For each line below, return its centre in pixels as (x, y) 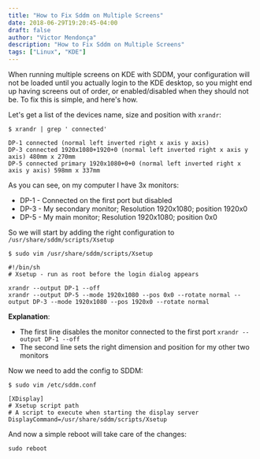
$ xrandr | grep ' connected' (58, 129)
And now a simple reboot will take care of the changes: (97, 434)
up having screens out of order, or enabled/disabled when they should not (128, 91)
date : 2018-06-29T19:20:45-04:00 (63, 23)
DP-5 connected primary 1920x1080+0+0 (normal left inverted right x (125, 164)
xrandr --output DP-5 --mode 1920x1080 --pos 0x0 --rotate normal (119, 295)
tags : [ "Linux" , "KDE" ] (47, 52)
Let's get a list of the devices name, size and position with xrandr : (115, 115)
